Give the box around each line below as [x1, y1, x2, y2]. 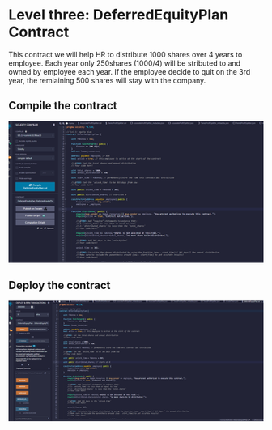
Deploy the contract [8, 279, 111, 292]
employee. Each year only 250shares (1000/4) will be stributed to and [8, 58, 241, 68]
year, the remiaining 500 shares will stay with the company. [8, 75, 206, 85]
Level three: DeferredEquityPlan [8, 6, 229, 24]
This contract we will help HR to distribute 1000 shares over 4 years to [8, 49, 243, 59]
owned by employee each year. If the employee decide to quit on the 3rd [8, 66, 251, 76]
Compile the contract [8, 99, 117, 113]
